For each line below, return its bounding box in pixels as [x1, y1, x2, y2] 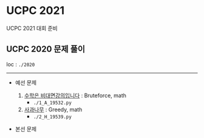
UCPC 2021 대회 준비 [6, 24, 58, 32]
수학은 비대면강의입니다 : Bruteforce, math [24, 92, 126, 99]
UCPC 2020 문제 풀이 [6, 44, 86, 55]
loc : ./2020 [6, 60, 35, 67]
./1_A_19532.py [33, 100, 72, 106]
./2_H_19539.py [33, 114, 72, 120]
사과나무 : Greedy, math [24, 106, 83, 113]
